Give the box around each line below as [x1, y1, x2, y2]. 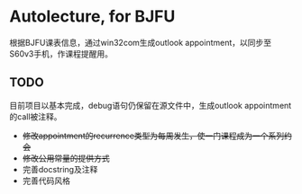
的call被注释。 [9, 110, 62, 122]
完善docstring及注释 [22, 163, 98, 174]
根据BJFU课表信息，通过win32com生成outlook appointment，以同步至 [9, 37, 272, 48]
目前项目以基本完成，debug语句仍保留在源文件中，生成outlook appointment [9, 100, 292, 110]
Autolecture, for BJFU [9, 6, 176, 27]
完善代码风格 [22, 175, 70, 186]
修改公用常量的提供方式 [22, 153, 110, 163]
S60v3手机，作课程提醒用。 [9, 48, 114, 59]
